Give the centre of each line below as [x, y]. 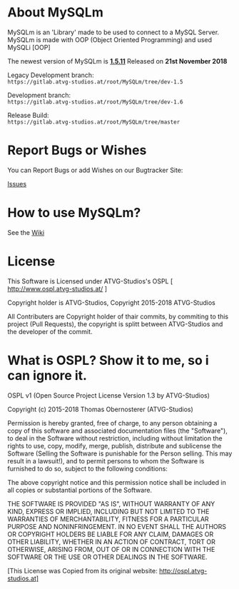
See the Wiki [26, 232]
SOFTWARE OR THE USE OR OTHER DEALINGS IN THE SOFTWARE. [107, 557]
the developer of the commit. [50, 331]
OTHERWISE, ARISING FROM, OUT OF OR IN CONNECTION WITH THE [111, 549]
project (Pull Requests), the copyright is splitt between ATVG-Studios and [115, 324]
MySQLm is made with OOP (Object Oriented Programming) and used [110, 39]
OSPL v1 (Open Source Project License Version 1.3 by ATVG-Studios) [109, 395]
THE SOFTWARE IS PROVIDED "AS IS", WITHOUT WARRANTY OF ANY [111, 503]
